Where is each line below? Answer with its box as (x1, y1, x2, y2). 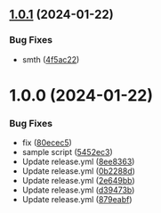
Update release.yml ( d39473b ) (21, 184, 135, 195)
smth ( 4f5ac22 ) (21, 53, 80, 65)
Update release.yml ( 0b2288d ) (21, 166, 136, 176)
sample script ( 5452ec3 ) (21, 147, 113, 158)
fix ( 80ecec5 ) (21, 137, 73, 148)
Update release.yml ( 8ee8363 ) (21, 156, 135, 168)
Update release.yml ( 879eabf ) (21, 194, 133, 205)
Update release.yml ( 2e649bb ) (21, 176, 135, 186)
